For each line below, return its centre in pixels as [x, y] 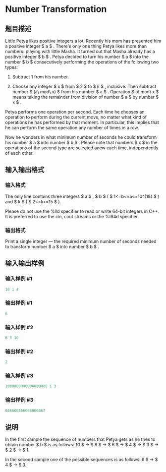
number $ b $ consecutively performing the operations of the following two [82, 62]
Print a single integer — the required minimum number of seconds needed [81, 241]
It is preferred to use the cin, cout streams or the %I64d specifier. [72, 216]
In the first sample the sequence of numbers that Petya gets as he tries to [80, 439]
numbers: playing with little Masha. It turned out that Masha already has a [80, 51]
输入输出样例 [25, 264]
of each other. [19, 153]
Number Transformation [56, 9]
